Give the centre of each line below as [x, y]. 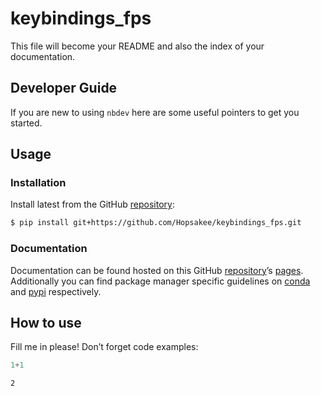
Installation [38, 183]
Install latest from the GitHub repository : [92, 204]
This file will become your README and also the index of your [137, 46]
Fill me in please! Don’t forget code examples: [104, 347]
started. [26, 123]
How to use [46, 323]
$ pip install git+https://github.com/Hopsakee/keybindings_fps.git [156, 223]
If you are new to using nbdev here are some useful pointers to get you [155, 112]
